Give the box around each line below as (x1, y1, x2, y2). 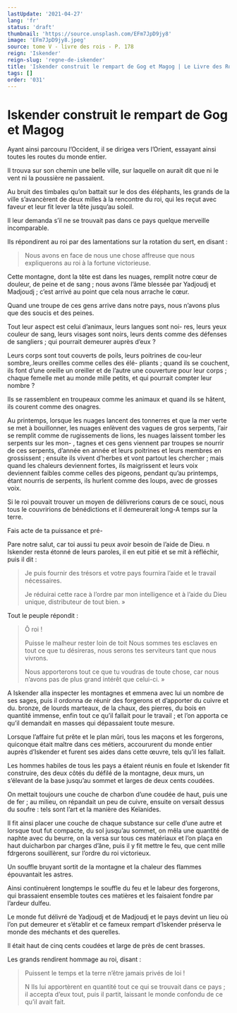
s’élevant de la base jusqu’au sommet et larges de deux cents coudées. (7, 777, 215, 785)
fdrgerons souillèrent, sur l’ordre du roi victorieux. (7, 849, 152, 857)
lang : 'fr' (7, 17, 39, 24)
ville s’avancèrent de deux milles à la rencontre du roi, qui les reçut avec (7, 195, 217, 204)
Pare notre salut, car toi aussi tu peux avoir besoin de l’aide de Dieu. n (7, 540, 210, 549)
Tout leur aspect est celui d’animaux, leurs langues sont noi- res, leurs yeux (7, 323, 227, 331)
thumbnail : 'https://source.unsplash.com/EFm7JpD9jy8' (7, 30, 172, 38)
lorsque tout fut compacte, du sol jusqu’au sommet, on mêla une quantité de (7, 826, 229, 835)
